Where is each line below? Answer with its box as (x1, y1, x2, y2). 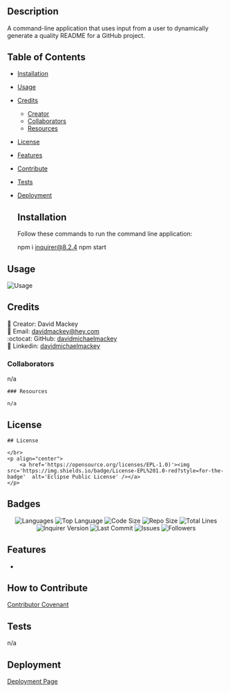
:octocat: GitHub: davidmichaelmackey (7, 334, 117, 343)
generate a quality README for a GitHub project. (7, 31, 145, 39)
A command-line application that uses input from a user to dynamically (7, 23, 209, 32)
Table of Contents (7, 51, 86, 63)
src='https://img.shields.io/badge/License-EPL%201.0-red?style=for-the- (7, 467, 224, 474)
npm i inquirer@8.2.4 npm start (17, 243, 107, 251)
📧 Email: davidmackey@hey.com (7, 327, 100, 335)
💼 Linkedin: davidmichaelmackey (7, 341, 101, 350)
